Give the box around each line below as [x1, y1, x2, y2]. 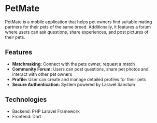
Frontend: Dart [12, 113, 41, 119]
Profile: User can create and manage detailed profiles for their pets [12, 76, 146, 82]
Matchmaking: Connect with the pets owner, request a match [12, 61, 135, 67]
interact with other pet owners [12, 71, 72, 77]
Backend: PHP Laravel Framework [12, 108, 80, 114]
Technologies [5, 96, 47, 104]
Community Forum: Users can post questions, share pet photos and [12, 66, 149, 72]
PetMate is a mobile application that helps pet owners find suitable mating [5, 19, 152, 25]
